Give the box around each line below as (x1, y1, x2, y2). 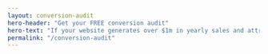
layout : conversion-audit (7, 11, 94, 20)
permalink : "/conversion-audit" (7, 33, 115, 42)
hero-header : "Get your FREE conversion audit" (7, 19, 170, 27)
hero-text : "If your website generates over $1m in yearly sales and (7, 26, 245, 34)
